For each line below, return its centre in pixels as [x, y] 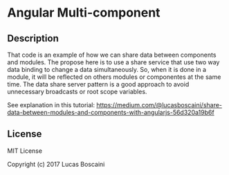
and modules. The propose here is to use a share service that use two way [113, 62]
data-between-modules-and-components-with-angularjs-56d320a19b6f [111, 112]
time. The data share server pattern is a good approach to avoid [98, 84]
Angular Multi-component [84, 13]
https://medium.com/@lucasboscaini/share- [159, 105]
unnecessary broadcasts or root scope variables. [77, 92]
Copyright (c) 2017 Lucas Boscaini [56, 164]
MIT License [25, 151]
